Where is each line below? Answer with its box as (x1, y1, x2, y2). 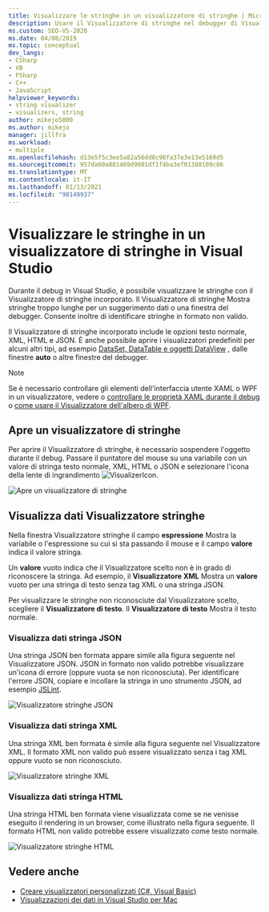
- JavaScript (8, 86, 52, 95)
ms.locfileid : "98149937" (8, 190, 94, 199)
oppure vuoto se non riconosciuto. (8, 755, 122, 765)
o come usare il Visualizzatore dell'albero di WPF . (8, 400, 171, 410)
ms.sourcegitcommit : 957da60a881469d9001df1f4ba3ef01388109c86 (8, 161, 224, 169)
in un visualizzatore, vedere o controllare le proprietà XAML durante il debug (8, 392, 260, 402)
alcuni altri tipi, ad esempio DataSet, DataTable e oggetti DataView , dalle (8, 344, 248, 353)
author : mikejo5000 (8, 116, 74, 124)
